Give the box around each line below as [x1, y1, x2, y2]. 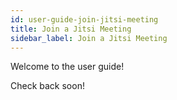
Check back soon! [10, 80, 85, 92]
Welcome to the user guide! [10, 61, 125, 73]
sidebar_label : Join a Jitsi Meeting [10, 33, 168, 43]
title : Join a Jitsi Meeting [10, 24, 132, 34]
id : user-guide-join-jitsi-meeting [10, 14, 159, 25]
